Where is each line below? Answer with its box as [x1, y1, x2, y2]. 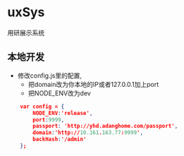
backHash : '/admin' [32, 136, 87, 143]
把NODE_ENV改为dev [27, 89, 92, 97]
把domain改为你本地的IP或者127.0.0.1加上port [27, 80, 159, 88]
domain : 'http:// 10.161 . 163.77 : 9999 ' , [32, 129, 143, 136]
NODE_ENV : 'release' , [32, 109, 93, 116]
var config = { [20, 103, 65, 110]
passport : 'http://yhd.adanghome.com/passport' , [32, 123, 178, 130]
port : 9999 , [32, 116, 65, 124]
